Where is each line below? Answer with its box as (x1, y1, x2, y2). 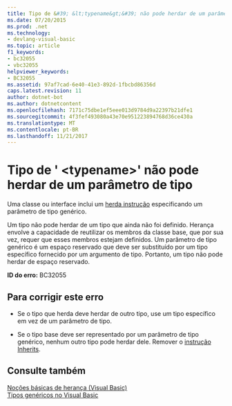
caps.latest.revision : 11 (7, 87, 81, 94)
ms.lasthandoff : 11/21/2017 (7, 132, 88, 139)
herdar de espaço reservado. (7, 258, 90, 266)
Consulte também (7, 365, 86, 377)
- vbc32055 (7, 62, 39, 69)
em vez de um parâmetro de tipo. (17, 317, 113, 325)
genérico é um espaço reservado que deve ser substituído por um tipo (7, 243, 209, 251)
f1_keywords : (7, 49, 45, 56)
